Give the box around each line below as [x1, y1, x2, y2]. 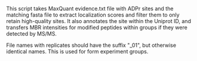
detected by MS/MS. [6, 30, 57, 37]
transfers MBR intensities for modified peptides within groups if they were [6, 24, 188, 31]
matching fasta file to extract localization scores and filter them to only [6, 11, 180, 18]
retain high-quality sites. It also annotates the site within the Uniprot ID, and [6, 18, 191, 24]
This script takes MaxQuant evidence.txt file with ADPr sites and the [6, 5, 174, 12]
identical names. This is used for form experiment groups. [6, 48, 149, 55]
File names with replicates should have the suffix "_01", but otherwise [6, 41, 177, 49]
